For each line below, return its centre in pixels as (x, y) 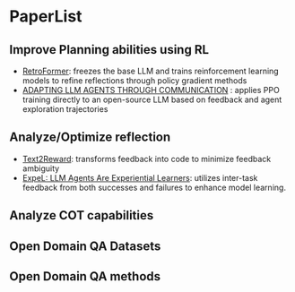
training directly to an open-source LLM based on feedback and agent (152, 99)
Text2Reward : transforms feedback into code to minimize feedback (147, 159)
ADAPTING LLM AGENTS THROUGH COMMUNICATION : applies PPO (151, 90)
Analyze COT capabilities (82, 215)
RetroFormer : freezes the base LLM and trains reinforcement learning (151, 71)
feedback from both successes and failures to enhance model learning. (154, 187)
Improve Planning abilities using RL (109, 50)
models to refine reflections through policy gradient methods (134, 81)
